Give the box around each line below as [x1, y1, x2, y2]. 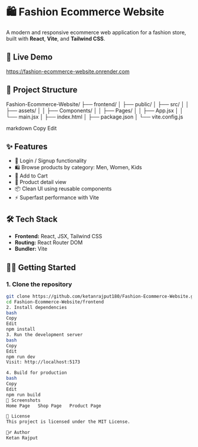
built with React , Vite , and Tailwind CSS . [6, 35, 105, 42]
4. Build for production [6, 370, 67, 376]
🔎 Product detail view [14, 179, 67, 186]
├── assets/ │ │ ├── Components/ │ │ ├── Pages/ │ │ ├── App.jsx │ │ [6, 107, 184, 114]
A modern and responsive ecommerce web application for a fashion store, [6, 28, 187, 36]
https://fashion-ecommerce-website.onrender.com [6, 68, 130, 75]
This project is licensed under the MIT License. [6, 419, 131, 425]
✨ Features [6, 142, 48, 152]
